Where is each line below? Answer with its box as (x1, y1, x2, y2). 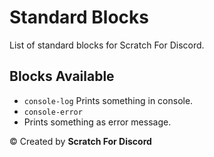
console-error (23, 107, 83, 117)
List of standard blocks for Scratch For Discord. (9, 39, 205, 51)
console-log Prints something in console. (23, 94, 194, 106)
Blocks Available (9, 68, 115, 85)
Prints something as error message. (23, 116, 172, 128)
